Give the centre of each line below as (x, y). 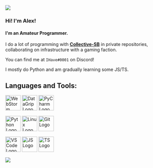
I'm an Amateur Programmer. (37, 33)
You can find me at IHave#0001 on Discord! (50, 60)
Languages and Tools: (41, 86)
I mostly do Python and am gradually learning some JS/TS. (67, 69)
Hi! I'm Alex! (21, 20)
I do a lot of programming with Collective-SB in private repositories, (77, 44)
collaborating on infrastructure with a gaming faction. (61, 50)
